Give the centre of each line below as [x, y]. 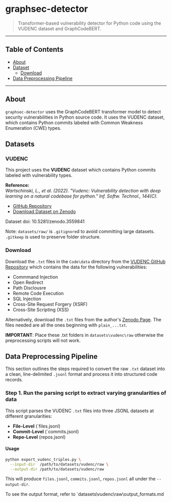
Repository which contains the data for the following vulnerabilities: [76, 267]
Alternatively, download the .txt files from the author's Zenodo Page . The [83, 319]
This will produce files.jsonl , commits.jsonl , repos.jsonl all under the [81, 479]
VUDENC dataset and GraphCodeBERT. [59, 28]
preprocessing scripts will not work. [43, 340]
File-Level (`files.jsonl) [36, 426]
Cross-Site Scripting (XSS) [41, 310]
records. [14, 380]
